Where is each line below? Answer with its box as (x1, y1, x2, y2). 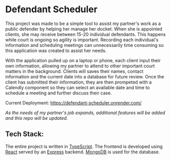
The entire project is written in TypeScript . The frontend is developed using (5, 143, 163, 149)
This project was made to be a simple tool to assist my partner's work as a (5, 20, 161, 26)
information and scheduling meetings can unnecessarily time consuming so (5, 42, 164, 48)
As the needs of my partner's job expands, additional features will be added (5, 110, 165, 116)
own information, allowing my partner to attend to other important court (5, 63, 155, 69)
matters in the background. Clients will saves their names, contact (5, 68, 144, 74)
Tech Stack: (5, 130, 44, 139)
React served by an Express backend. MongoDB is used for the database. (5, 149, 160, 155)
